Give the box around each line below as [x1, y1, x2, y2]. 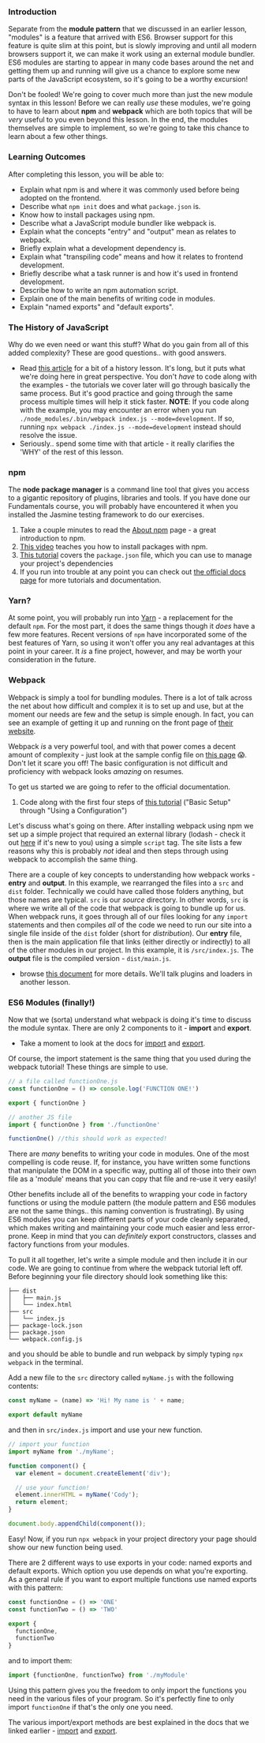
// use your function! [15, 1483, 90, 1491]
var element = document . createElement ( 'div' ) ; [15, 1469, 171, 1477]
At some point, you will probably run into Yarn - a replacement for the [8, 613, 233, 623]
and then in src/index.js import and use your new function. [8, 1425, 203, 1434]
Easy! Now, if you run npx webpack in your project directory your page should [8, 1534, 257, 1543]
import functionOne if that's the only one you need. [8, 1703, 174, 1712]
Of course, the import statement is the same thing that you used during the [8, 1054, 252, 1064]
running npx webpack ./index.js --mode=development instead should [19, 421, 241, 432]
